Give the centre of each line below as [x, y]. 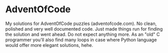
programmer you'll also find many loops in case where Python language [81, 40]
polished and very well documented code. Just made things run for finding [84, 29]
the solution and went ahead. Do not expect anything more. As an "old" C [83, 34]
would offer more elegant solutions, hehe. [49, 45]
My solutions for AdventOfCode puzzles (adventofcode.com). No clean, [81, 23]
